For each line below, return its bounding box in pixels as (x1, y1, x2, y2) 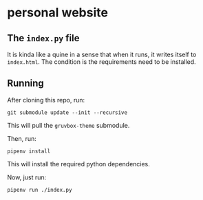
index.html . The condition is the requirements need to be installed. (7, 58, 196, 66)
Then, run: (7, 134, 36, 142)
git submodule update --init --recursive (7, 109, 128, 116)
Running (7, 78, 45, 89)
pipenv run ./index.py (7, 186, 72, 193)
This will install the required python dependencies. (7, 159, 150, 168)
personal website (7, 5, 109, 21)
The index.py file (7, 32, 80, 44)
